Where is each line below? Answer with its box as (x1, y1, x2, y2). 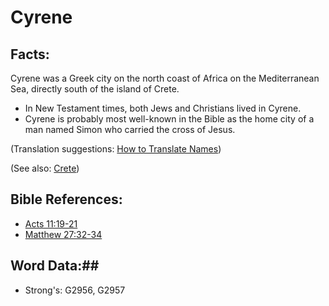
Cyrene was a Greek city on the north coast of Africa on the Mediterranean (10, 72, 320, 84)
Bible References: (10, 191, 123, 208)
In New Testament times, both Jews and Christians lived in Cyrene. (24, 102, 302, 114)
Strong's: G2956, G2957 (24, 284, 126, 296)
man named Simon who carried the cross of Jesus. (24, 124, 236, 135)
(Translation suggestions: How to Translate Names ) (10, 143, 222, 155)
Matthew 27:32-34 (24, 228, 103, 240)
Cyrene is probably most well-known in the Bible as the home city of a (24, 113, 315, 125)
